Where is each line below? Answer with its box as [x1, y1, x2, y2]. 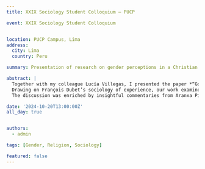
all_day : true [6, 109, 43, 115]
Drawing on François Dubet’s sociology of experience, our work [12, 87, 179, 93]
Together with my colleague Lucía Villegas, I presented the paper [12, 81, 187, 87]
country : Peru [12, 53, 48, 60]
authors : [6, 126, 29, 132]
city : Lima [12, 48, 40, 54]
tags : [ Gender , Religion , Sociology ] [6, 142, 103, 148]
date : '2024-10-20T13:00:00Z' [6, 103, 84, 110]
